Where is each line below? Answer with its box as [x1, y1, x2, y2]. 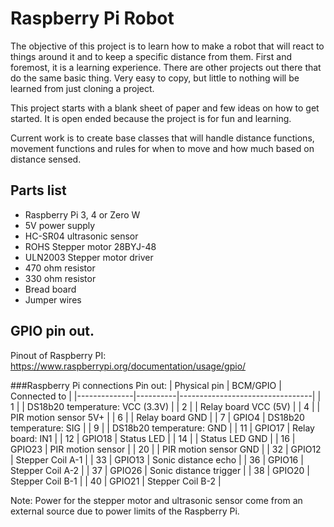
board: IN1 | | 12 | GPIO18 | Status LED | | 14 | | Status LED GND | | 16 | [10, 432, 296, 444]
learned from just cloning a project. [10, 82, 155, 94]
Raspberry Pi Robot [10, 7, 175, 30]
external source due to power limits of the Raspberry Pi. [10, 505, 240, 517]
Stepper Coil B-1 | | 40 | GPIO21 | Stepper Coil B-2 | [10, 475, 222, 487]
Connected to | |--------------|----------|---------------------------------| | [10, 390, 322, 402]
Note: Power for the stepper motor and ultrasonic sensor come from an [10, 494, 303, 506]
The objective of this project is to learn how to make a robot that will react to [10, 40, 325, 52]
